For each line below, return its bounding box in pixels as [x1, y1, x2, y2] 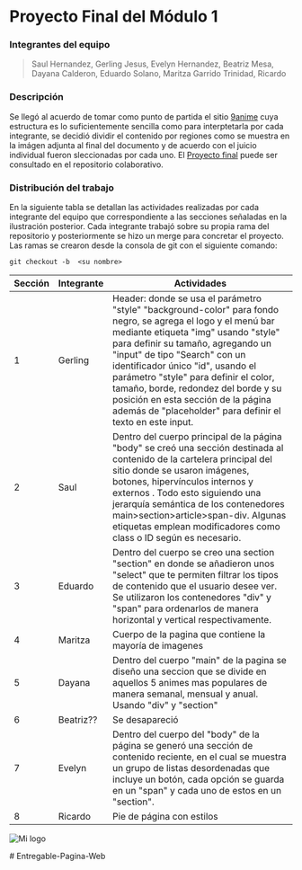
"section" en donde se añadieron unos [111, 557, 275, 570]
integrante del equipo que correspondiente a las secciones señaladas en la [9, 211, 288, 222]
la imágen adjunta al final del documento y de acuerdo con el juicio [9, 139, 258, 150]
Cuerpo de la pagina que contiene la [111, 628, 266, 641]
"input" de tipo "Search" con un [111, 349, 246, 361]
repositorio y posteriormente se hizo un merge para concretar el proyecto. [9, 231, 285, 242]
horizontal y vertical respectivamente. [111, 614, 272, 626]
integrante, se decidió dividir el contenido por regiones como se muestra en [9, 130, 290, 141]
